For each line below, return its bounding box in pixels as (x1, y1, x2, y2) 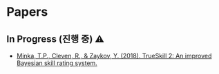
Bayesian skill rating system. (16, 59, 97, 67)
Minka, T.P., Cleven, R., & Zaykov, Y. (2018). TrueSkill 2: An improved (16, 52, 212, 60)
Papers (6, 4, 48, 20)
